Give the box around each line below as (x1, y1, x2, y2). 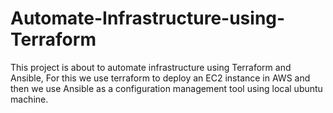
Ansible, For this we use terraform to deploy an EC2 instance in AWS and (10, 72, 311, 84)
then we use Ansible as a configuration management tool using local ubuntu (10, 82, 323, 94)
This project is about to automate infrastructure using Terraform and (10, 61, 292, 73)
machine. (10, 93, 49, 105)
